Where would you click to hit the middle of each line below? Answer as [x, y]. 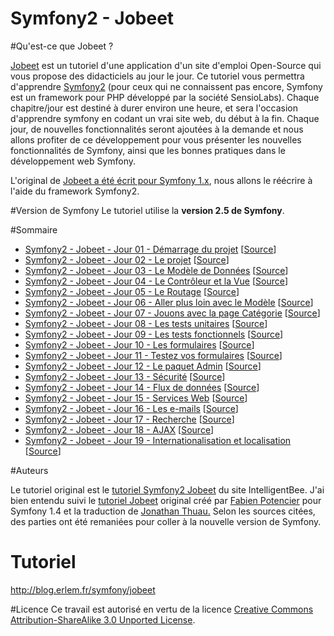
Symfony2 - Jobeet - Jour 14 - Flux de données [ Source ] [142, 387]
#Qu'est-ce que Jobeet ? [62, 46]
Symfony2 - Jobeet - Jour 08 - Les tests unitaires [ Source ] [146, 323]
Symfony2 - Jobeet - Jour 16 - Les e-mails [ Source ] [131, 408]
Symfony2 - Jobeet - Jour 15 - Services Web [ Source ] [136, 398]
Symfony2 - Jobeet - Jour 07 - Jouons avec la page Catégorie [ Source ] [172, 313]
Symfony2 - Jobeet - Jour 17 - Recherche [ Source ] [129, 419]
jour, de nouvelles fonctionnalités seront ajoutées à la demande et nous [157, 129]
